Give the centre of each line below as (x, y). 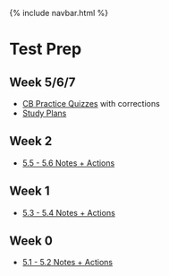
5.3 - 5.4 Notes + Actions (69, 212)
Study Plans (44, 113)
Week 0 (31, 241)
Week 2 (31, 141)
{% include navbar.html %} (59, 13)
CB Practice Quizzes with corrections (91, 103)
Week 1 (30, 191)
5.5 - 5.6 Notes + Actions (68, 163)
